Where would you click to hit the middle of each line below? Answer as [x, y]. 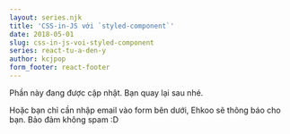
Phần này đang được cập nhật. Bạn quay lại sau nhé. [106, 92]
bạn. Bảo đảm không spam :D [64, 119]
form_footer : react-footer [60, 68]
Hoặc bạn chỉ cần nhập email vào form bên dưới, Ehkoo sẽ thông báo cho [145, 110]
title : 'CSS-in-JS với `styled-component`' [92, 26]
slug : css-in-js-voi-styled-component [82, 42]
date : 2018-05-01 [42, 34]
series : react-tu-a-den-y [57, 51]
